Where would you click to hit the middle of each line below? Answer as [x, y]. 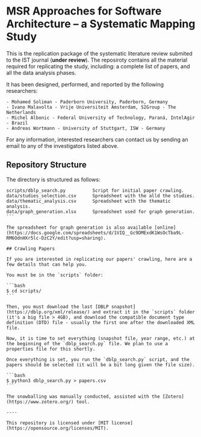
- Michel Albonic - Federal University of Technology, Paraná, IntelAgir [101, 118]
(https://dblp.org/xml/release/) [48, 312]
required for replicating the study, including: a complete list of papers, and [98, 66]
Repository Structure [47, 165]
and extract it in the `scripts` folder [144, 312]
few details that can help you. [47, 264]
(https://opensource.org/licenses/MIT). [58, 428]
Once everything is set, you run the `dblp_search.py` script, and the [98, 359]
